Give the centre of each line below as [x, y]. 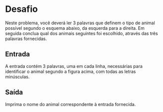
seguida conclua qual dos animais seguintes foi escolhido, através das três [81, 33]
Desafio [22, 9]
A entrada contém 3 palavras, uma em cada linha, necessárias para [74, 66]
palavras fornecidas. [26, 39]
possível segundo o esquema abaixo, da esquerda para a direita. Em [75, 28]
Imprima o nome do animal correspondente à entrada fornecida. [71, 104]
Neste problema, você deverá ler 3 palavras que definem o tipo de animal [80, 23]
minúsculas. [17, 77]
